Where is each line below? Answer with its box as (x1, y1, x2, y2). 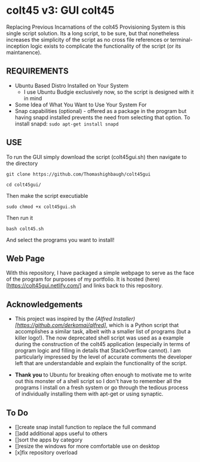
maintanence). (6, 48, 42, 56)
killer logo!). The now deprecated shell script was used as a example (14, 334, 184, 341)
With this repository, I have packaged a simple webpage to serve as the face (6, 270, 195, 277)
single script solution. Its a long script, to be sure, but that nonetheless (6, 29, 180, 36)
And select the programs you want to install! (6, 236, 115, 243)
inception (6, 42, 30, 50)
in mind (23, 94, 42, 102)
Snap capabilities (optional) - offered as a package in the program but (14, 107, 187, 114)
